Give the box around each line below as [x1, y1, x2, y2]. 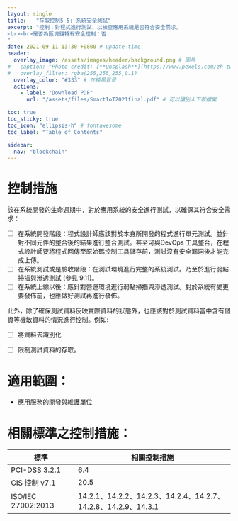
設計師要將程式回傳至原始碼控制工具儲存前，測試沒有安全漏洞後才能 [23, 247, 223, 256]
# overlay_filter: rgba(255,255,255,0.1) [7, 69, 138, 77]
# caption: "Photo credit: [7, 63, 93, 70]
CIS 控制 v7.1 [11, 478, 56, 488]
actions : [13, 83, 40, 90]
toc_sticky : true [7, 116, 59, 123]
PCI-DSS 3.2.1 [11, 465, 62, 475]
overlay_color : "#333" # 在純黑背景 [13, 76, 117, 84]
